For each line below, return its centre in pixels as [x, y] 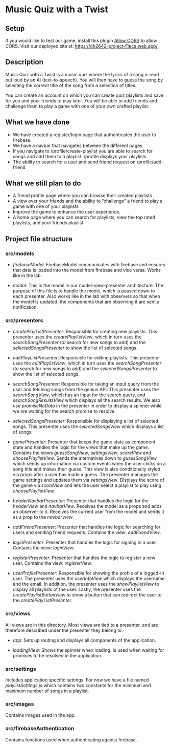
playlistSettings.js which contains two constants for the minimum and [78, 686]
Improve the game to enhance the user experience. [67, 212]
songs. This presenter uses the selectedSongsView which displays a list [88, 426]
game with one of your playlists [46, 206]
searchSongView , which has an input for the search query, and [79, 395]
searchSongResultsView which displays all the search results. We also [87, 400]
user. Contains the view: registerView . [53, 563]
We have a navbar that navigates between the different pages [78, 145]
